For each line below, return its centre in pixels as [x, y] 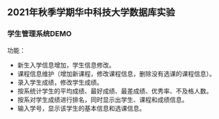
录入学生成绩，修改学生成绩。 [60, 82]
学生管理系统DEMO [39, 34]
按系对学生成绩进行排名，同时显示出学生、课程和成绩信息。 [103, 100]
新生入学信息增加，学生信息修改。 [66, 65]
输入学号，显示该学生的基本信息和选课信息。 [81, 108]
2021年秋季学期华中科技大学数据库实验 [91, 12]
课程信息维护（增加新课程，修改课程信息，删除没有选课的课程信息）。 [116, 73]
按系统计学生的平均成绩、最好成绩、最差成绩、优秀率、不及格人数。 [115, 91]
